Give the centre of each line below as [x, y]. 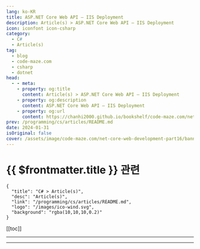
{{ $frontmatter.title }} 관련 [73, 170]
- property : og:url [41, 111]
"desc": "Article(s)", [40, 197]
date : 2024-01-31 [28, 128]
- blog [20, 56]
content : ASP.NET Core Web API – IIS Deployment [83, 105]
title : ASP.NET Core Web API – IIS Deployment [65, 17]
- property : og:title [43, 89]
